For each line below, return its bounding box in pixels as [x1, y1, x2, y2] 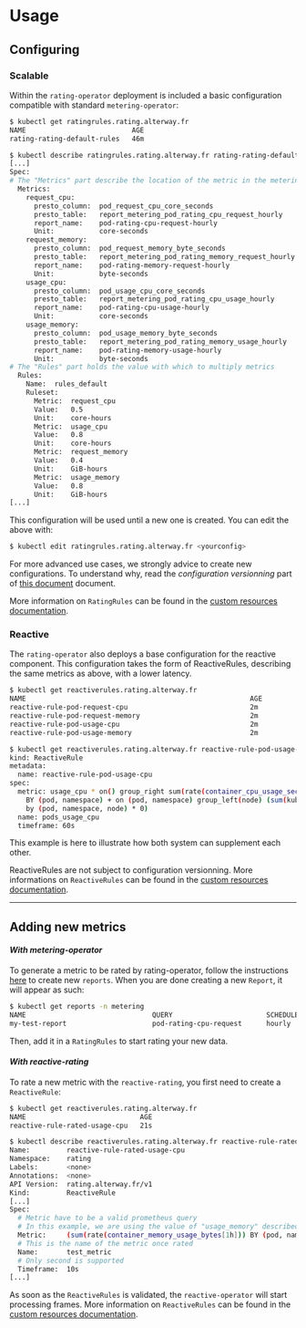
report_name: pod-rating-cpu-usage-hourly [33, 303, 209, 313]
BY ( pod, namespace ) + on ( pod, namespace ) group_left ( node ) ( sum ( [25, 795, 288, 804]
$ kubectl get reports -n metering [9, 1002, 145, 1012]
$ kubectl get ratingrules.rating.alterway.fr [9, 117, 189, 126]
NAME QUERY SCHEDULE [9, 1010, 300, 1020]
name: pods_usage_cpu [17, 813, 100, 822]
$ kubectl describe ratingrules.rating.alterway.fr [9, 150, 209, 160]
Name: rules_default [25, 379, 107, 389]
